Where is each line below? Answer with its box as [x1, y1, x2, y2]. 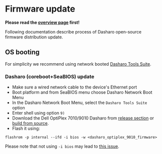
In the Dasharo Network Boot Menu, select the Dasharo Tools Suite [12, 100, 147, 105]
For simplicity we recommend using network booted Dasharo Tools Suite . [5, 61, 152, 67]
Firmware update [5, 3, 75, 15]
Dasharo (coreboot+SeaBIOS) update [5, 73, 95, 80]
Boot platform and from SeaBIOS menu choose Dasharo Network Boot [12, 89, 153, 95]
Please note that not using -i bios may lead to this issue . [5, 143, 120, 149]
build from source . [12, 120, 49, 126]
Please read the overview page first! [5, 19, 80, 25]
